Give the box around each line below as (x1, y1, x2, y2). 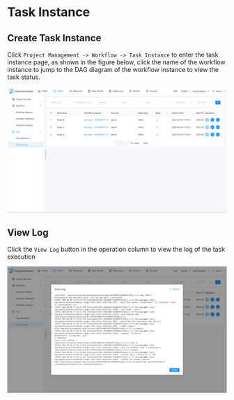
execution (7, 252, 36, 261)
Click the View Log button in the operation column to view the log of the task (7, 245, 225, 254)
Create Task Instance (7, 32, 102, 44)
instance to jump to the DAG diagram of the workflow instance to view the (7, 66, 219, 73)
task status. (7, 73, 40, 81)
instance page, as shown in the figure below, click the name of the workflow (7, 58, 226, 66)
